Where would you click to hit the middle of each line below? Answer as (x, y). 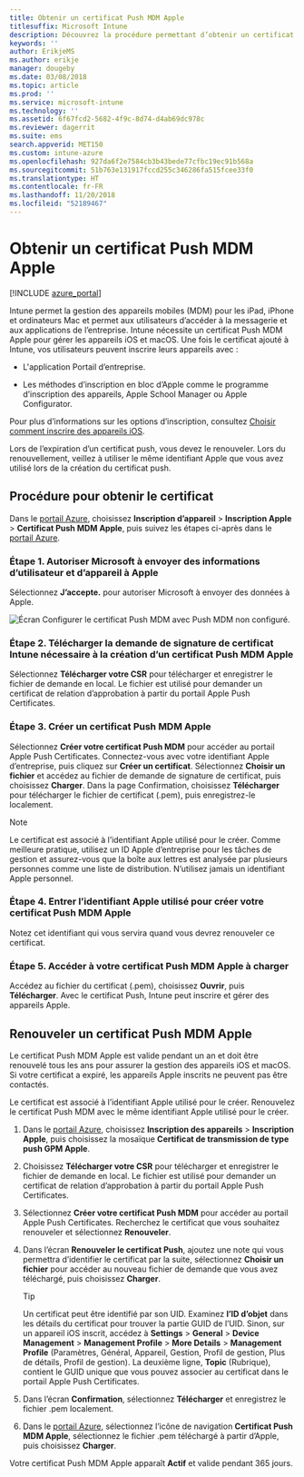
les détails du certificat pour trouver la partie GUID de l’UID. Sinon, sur (153, 1323)
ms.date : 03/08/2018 (49, 77)
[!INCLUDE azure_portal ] (55, 292)
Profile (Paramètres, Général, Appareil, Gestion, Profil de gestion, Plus (154, 1352)
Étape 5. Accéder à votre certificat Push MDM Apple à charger (149, 966)
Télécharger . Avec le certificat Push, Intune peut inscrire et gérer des (139, 996)
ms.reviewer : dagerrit (52, 128)
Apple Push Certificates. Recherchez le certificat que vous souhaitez (151, 1222)
